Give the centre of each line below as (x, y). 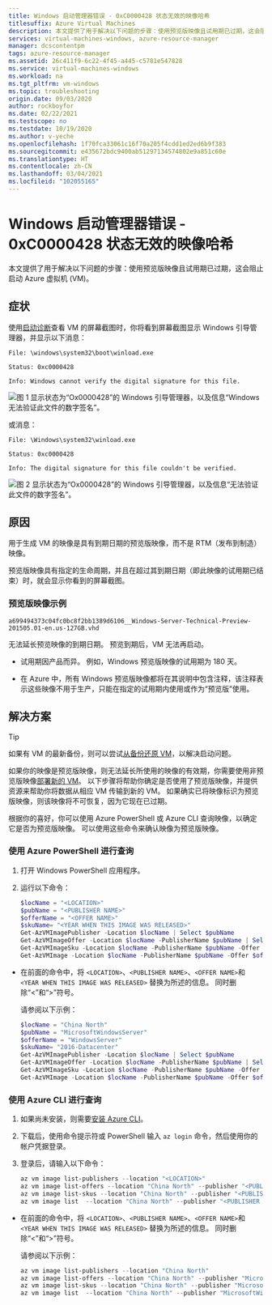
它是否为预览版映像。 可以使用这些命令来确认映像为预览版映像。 (116, 828)
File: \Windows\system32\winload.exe (72, 440)
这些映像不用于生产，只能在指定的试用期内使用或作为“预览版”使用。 (140, 688)
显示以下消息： (61, 338)
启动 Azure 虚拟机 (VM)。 (51, 278)
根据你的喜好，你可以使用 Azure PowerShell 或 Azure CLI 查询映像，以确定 (133, 818)
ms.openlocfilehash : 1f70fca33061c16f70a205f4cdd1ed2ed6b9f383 (117, 144)
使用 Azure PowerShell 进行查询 (71, 851)
